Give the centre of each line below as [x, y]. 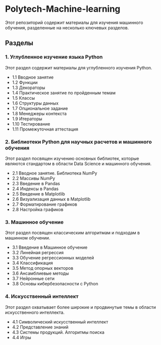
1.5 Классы [23, 98]
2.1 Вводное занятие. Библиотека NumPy [55, 173]
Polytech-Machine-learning [63, 9]
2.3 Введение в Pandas [36, 183]
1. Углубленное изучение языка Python [54, 57]
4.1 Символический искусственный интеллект [60, 322]
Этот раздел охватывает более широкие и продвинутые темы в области [80, 307]
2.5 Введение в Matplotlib [39, 194]
